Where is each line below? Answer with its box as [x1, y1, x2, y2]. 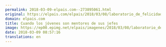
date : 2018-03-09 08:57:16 [5, 30, 61, 35]
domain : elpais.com [5, 16, 45, 21]
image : [5, 25, 19, 30]
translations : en [5, 35, 41, 40]
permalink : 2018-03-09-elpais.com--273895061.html [5, 7, 112, 12]
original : [5, 12, 26, 17]
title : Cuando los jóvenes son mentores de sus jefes [5, 21, 119, 26]
